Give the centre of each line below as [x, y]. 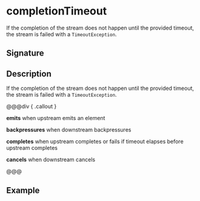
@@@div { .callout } [32, 106]
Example [23, 190]
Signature [25, 53]
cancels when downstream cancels [51, 160]
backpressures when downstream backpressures [69, 130]
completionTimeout [57, 11]
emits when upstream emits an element [56, 118]
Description [29, 74]
